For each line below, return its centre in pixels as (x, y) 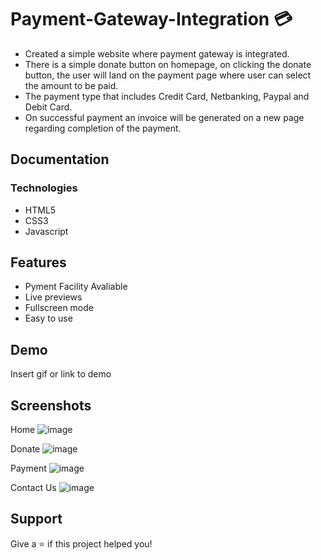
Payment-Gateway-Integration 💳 (151, 19)
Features (38, 262)
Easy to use (48, 318)
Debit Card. (48, 107)
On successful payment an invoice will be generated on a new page (164, 117)
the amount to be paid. (71, 85)
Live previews (53, 297)
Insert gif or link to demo (61, 374)
